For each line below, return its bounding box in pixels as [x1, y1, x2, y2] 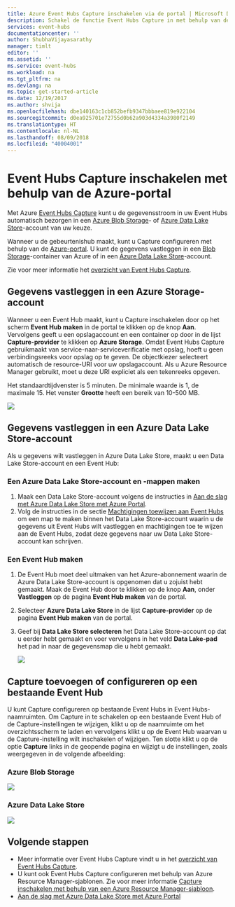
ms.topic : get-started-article [7, 88, 99, 95]
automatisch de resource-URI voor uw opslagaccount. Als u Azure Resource [7, 360, 227, 368]
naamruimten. [7, 712, 48, 721]
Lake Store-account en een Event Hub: [7, 459, 120, 467]
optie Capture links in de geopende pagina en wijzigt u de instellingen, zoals [7, 742, 228, 751]
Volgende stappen [7, 836, 90, 848]
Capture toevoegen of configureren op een [7, 675, 198, 687]
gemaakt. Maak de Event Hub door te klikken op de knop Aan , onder [17, 586, 215, 594]
